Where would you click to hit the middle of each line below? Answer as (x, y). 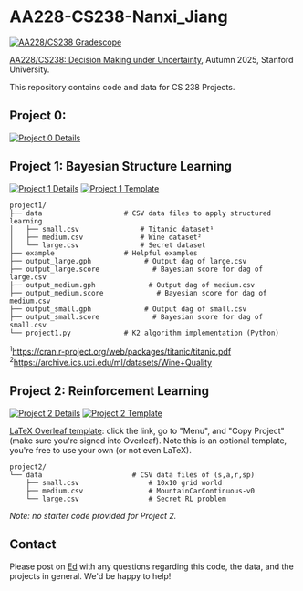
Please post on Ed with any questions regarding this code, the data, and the (151, 566)
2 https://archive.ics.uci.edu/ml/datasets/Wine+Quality (111, 362)
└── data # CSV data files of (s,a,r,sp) (132, 475)
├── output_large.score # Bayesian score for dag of (136, 269)
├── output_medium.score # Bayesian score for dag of (138, 293)
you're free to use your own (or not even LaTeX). (100, 450)
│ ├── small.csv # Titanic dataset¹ (112, 229)
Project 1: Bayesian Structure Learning (121, 166)
